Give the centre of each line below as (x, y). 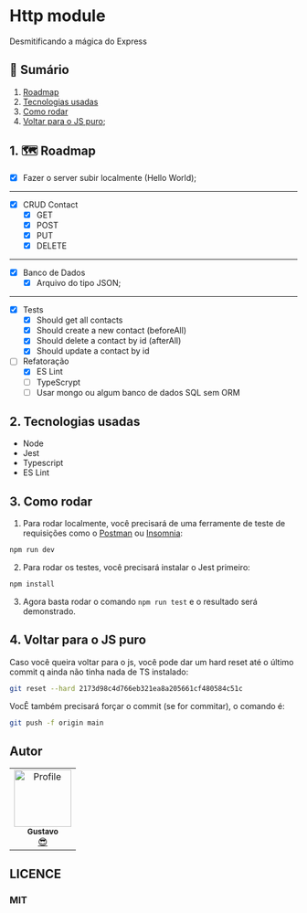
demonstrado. (49, 611)
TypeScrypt (58, 382)
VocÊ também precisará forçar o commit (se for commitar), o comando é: (147, 706)
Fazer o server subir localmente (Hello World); (110, 177)
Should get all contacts (79, 320)
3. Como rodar (51, 501)
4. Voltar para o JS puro (78, 640)
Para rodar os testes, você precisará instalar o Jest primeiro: (137, 568)
